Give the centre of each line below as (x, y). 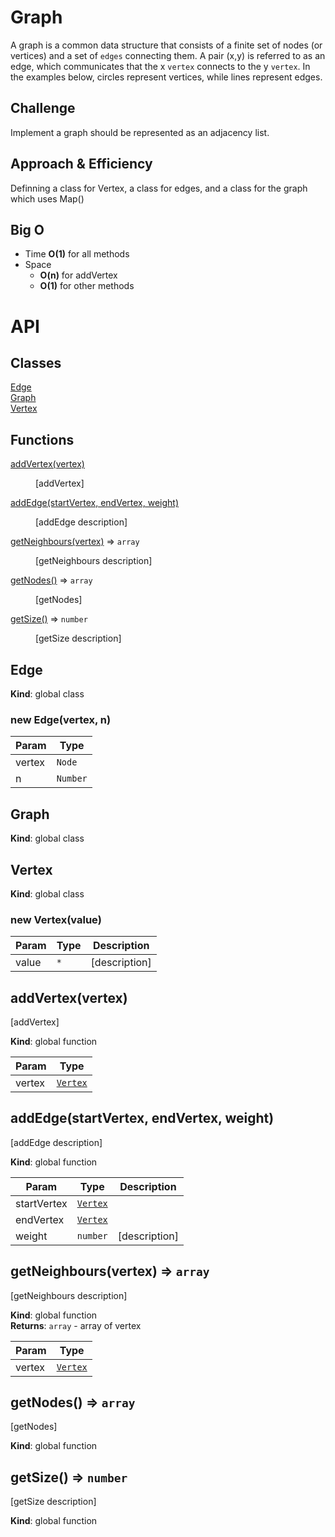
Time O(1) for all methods (77, 254)
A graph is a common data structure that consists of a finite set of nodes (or (166, 45)
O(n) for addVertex (78, 275)
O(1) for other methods (87, 286)
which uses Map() (47, 198)
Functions (42, 439)
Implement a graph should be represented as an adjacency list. (140, 132)
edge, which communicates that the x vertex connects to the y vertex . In (160, 66)
